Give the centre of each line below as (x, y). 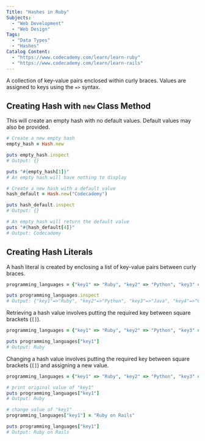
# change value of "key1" (39, 410)
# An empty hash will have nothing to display (67, 177)
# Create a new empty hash (41, 138)
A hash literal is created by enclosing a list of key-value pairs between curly (101, 267)
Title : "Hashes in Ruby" (38, 12)
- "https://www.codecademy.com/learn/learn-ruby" (76, 57)
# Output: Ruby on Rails (38, 432)
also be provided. (28, 127)
